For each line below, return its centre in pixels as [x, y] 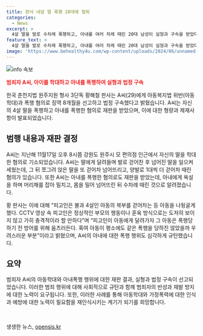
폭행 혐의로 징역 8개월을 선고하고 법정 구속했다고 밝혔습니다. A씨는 [102, 102]
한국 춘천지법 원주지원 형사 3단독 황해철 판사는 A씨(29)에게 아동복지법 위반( [96, 95]
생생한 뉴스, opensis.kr [34, 327]
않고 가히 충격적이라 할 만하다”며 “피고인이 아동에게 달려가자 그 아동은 [95, 220]
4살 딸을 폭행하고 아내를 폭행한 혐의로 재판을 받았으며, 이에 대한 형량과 [95, 110]
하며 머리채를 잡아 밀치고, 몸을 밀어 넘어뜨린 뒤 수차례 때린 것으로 [89, 185]
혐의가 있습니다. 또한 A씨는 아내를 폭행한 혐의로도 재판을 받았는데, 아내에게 [94, 177]
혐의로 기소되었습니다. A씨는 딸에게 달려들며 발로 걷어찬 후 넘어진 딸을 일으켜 [103, 162]
